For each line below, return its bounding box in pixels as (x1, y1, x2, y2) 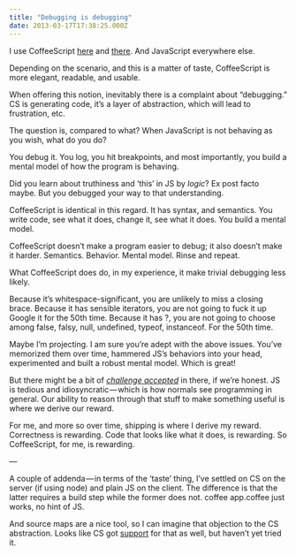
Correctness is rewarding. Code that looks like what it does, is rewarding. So (9, 430, 287, 440)
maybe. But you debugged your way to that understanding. (9, 187, 224, 198)
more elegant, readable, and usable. (9, 72, 140, 82)
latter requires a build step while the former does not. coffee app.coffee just (9, 491, 285, 502)
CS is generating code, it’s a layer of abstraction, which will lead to (9, 98, 252, 109)
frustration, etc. (9, 108, 66, 118)
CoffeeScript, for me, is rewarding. (9, 438, 135, 449)
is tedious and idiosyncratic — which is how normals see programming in (9, 384, 272, 394)
